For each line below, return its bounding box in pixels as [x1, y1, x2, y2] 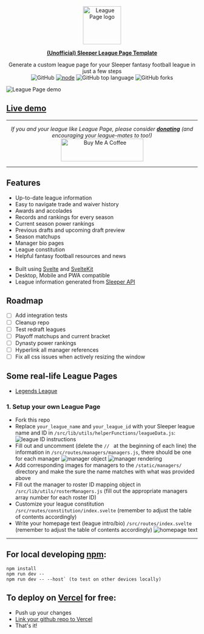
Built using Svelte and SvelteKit [15, 265, 93, 273]
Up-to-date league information [15, 194, 92, 201]
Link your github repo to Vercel [15, 615, 93, 622]
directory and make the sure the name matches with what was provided [15, 468, 195, 475]
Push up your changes [15, 608, 72, 616]
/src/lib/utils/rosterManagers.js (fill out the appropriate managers [15, 487, 188, 495]
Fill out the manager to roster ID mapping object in [15, 481, 141, 488]
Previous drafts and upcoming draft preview [15, 226, 126, 234]
